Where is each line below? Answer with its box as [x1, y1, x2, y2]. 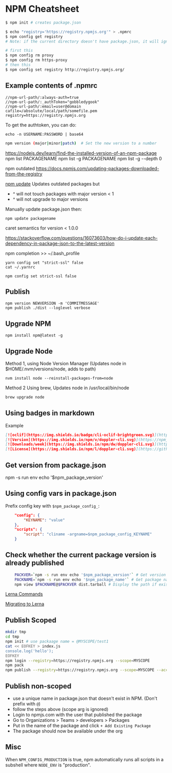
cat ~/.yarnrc [5, 264, 36, 269]
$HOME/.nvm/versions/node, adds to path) [5, 366, 96, 372]
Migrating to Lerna [5, 601, 45, 607]
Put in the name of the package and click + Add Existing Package [12, 722, 151, 728]
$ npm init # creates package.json [5, 20, 81, 25]
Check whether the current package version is [5, 551, 157, 559]
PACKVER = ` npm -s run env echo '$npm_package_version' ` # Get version [14, 572, 166, 577]
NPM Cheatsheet [5, 3, 79, 15]
